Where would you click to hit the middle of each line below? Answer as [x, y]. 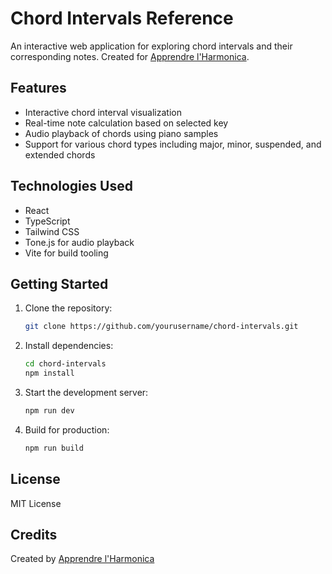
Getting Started [59, 283]
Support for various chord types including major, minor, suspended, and [173, 144]
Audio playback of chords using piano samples [121, 133]
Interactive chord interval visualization [103, 112]
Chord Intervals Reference [122, 18]
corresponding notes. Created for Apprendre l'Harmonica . [130, 56]
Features [38, 88]
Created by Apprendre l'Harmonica [82, 559]
